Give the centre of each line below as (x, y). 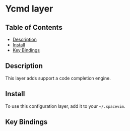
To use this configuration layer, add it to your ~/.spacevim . (65, 106)
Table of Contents (34, 27)
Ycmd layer (29, 9)
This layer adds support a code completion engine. (58, 78)
